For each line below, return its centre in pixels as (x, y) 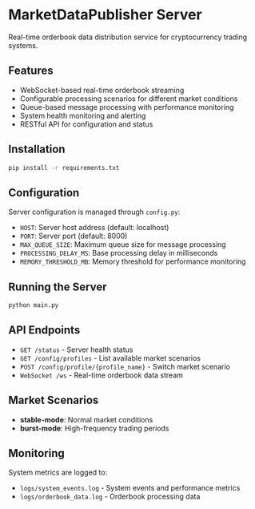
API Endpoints (44, 330)
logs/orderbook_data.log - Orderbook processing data (110, 497)
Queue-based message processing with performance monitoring (127, 107)
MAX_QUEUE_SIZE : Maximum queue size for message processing (123, 244)
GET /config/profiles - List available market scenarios (110, 358)
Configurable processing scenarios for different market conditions (129, 99)
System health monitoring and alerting (83, 115)
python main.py (34, 305)
